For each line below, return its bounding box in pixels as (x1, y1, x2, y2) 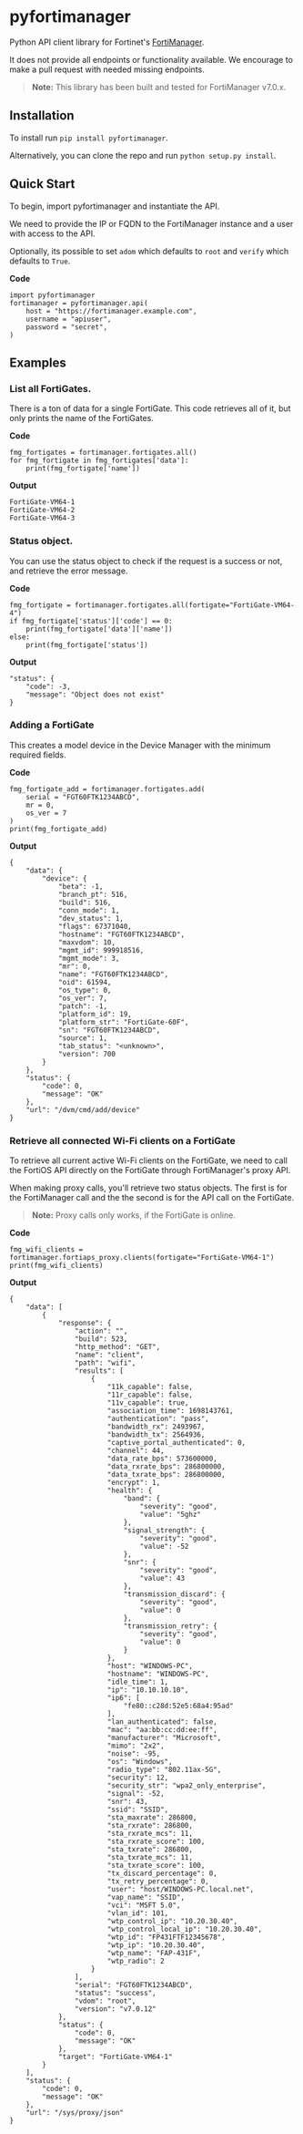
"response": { (57, 1319, 112, 1328)
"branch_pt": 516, (57, 890, 128, 899)
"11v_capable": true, (106, 1398, 189, 1407)
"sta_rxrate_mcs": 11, (106, 1830, 194, 1839)
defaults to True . (9, 255, 71, 266)
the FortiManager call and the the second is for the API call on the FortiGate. (9, 1192, 295, 1203)
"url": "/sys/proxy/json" (25, 2108, 125, 2118)
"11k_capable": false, (106, 1383, 194, 1392)
